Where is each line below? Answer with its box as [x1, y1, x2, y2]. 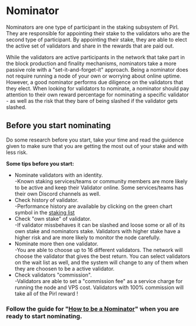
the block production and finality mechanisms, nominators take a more [6, 60, 177, 67]
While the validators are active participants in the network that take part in [6, 53, 185, 61]
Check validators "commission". [14, 271, 92, 278]
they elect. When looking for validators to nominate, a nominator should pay [6, 85, 190, 92]
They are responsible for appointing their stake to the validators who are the [6, 29, 190, 36]
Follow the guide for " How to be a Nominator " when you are [6, 304, 179, 312]
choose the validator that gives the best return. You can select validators [14, 253, 191, 260]
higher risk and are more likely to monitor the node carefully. [14, 234, 161, 241]
